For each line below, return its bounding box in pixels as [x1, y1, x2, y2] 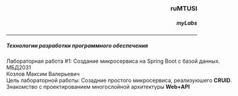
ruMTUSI [170, 4, 197, 13]
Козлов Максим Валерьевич [6, 70, 80, 77]
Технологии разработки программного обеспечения [6, 42, 148, 50]
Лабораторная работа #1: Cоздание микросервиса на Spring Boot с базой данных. [6, 57, 220, 65]
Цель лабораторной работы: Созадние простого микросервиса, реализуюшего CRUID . [6, 77, 232, 84]
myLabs [176, 19, 197, 27]
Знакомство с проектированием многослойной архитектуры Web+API [6, 83, 190, 90]
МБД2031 [6, 63, 31, 71]
